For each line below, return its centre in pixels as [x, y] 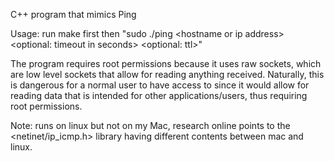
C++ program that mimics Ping [73, 14]
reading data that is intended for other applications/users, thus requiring [159, 95]
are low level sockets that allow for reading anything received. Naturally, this [167, 74]
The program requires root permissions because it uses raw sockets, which [166, 63]
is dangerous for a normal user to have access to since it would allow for [160, 85]
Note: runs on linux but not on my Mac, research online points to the [150, 125]
